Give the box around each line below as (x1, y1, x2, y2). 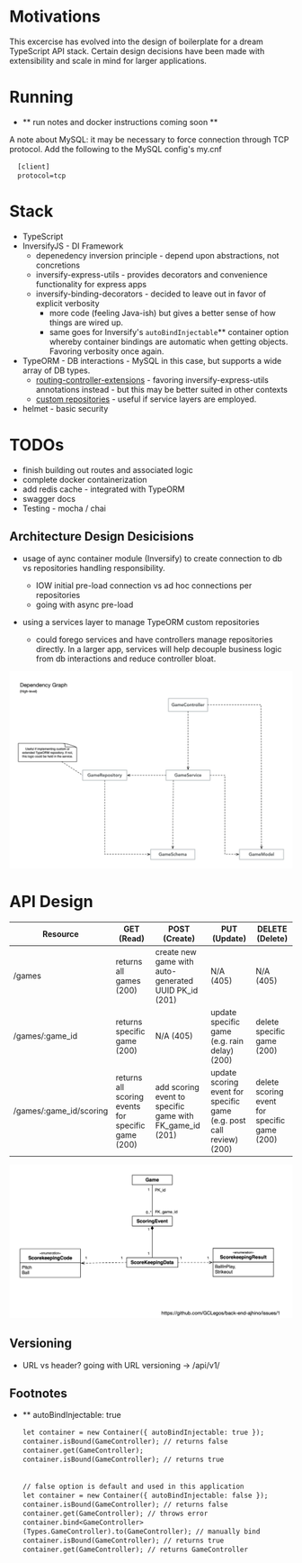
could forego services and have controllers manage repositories (35, 633, 273, 645)
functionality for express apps (35, 278, 147, 289)
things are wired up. (49, 317, 124, 328)
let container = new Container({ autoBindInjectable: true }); (22, 1428, 265, 1438)
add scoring (155, 1081, 200, 1092)
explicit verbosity (35, 297, 101, 308)
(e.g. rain (210, 1035, 244, 1046)
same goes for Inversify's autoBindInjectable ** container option (49, 326, 289, 337)
